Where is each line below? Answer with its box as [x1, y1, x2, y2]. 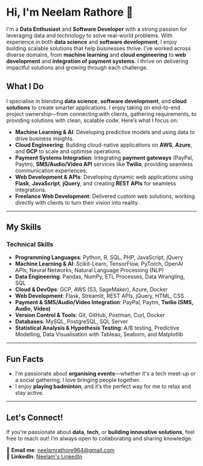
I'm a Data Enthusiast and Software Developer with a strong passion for [6, 25, 187, 33]
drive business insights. [14, 135, 74, 142]
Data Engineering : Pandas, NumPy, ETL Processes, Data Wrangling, [14, 273, 185, 280]
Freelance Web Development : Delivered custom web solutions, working [14, 193, 195, 200]
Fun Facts [6, 354, 44, 364]
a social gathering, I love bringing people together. [14, 377, 141, 384]
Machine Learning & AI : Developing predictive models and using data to [14, 128, 195, 135]
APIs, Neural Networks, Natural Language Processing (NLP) [14, 267, 164, 274]
